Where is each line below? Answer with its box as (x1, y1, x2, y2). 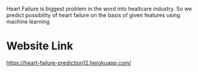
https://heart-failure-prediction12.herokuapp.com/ (6, 59, 132, 66)
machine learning (6, 18, 50, 25)
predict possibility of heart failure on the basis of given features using (6, 11, 180, 19)
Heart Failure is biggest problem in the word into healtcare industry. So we (6, 5, 193, 12)
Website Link (6, 39, 73, 53)
